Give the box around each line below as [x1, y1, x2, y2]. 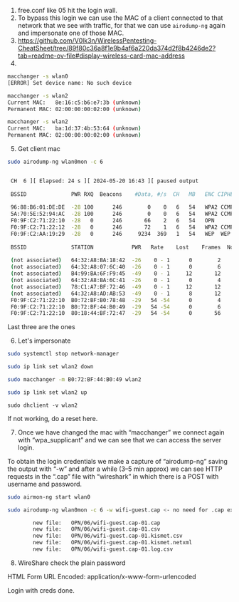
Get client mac [17, 145, 60, 152]
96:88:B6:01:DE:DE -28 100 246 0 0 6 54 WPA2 [10, 204, 218, 211]
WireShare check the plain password [17, 559, 126, 567]
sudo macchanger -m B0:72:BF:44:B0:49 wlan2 [7, 376, 142, 383]
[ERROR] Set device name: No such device [7, 79, 132, 86]
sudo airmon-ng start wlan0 [7, 493, 91, 501]
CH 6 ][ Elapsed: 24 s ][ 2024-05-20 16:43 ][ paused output [10, 177, 199, 185]
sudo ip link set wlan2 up [7, 388, 87, 396]
